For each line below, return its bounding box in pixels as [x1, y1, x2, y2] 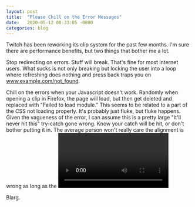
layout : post [6, 8, 38, 15]
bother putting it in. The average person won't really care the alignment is [6, 126, 184, 133]
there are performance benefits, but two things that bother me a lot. [6, 48, 170, 55]
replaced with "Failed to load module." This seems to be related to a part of [6, 101, 188, 109]
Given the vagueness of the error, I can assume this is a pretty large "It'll [6, 114, 181, 121]
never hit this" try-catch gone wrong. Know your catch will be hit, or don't [6, 120, 184, 127]
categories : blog [6, 25, 49, 31]
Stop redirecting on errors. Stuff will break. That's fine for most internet [6, 59, 179, 66]
